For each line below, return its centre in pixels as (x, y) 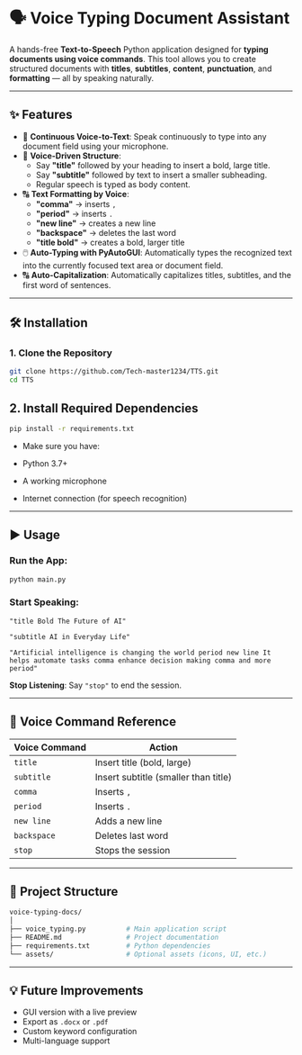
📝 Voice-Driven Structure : (71, 156)
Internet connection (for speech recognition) (105, 498)
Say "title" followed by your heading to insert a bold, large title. (153, 165)
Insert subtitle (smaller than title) (163, 777)
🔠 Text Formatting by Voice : (75, 194)
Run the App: (39, 561)
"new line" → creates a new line (96, 223)
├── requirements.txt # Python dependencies (110, 946)
